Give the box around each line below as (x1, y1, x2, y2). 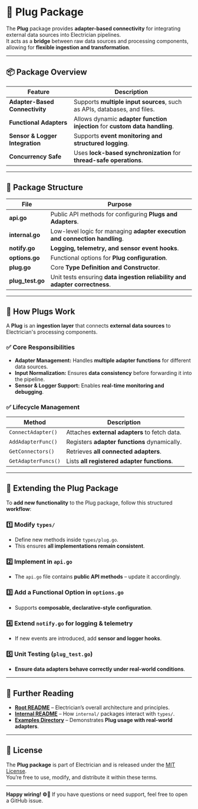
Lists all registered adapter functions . (66, 457, 173, 465)
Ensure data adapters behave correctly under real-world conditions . (14, 665, 186, 673)
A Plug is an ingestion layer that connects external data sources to (6, 322, 171, 329)
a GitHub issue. (6, 797, 44, 804)
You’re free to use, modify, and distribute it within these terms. (6, 774, 158, 781)
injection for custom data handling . (73, 122, 174, 130)
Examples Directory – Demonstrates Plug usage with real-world (14, 717, 173, 724)
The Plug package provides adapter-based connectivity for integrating (6, 25, 181, 32)
